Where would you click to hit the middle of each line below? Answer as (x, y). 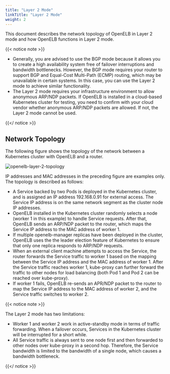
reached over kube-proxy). (41, 278)
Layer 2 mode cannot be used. (45, 113)
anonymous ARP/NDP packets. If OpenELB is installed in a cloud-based (87, 97)
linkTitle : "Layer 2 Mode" (34, 15)
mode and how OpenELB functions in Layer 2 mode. (60, 39)
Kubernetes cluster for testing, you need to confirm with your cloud (83, 102)
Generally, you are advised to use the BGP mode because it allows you (87, 59)
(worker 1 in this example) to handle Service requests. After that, (80, 219)
